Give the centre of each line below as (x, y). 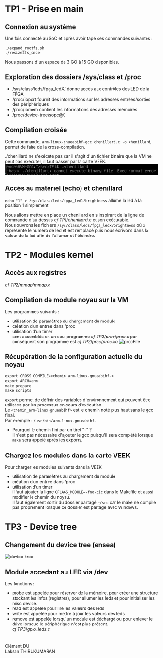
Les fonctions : (20, 584)
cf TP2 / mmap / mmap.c (28, 285)
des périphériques (30, 104)
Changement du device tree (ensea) (61, 545)
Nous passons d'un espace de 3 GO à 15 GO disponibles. (62, 62)
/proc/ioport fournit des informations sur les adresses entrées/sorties (81, 99)
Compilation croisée (36, 130)
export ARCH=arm (21, 381)
